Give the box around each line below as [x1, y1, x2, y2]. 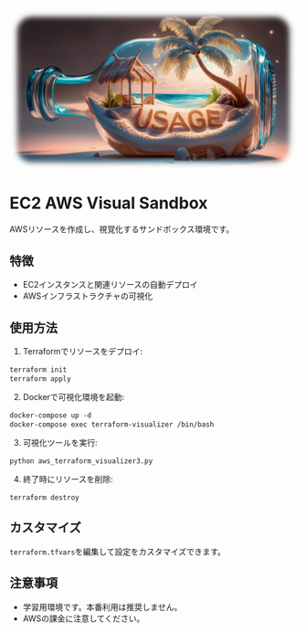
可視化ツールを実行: [22, 437, 98, 448]
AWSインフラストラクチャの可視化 [22, 290, 153, 301]
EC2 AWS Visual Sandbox [9, 193, 208, 213]
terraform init [9, 365, 68, 374]
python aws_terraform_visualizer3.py [9, 457, 153, 466]
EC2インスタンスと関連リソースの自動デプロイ [22, 279, 198, 290]
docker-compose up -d [9, 411, 92, 420]
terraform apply [9, 374, 71, 384]
